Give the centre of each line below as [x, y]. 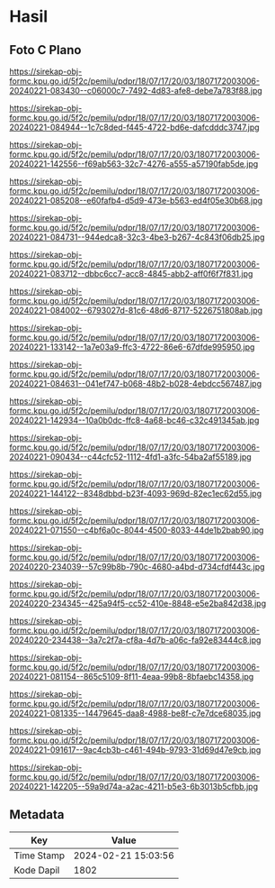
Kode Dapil [37, 870]
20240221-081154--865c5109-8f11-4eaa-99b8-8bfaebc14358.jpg [132, 677]
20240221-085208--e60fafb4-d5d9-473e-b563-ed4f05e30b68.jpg [136, 201]
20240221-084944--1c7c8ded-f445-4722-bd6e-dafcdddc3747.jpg [134, 127]
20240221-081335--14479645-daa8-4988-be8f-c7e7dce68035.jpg [135, 713]
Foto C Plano [45, 50]
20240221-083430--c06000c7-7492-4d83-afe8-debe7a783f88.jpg [136, 91]
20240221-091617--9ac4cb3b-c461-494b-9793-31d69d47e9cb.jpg [135, 750]
